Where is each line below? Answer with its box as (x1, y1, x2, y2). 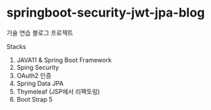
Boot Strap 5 (16, 95, 53, 103)
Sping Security (16, 63, 60, 71)
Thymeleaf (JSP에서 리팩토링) (16, 87, 101, 95)
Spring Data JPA (16, 79, 64, 87)
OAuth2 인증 (16, 71, 52, 80)
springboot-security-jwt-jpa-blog (6, 5, 205, 21)
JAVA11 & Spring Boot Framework (16, 55, 112, 64)
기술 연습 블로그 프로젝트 (6, 28, 74, 37)
